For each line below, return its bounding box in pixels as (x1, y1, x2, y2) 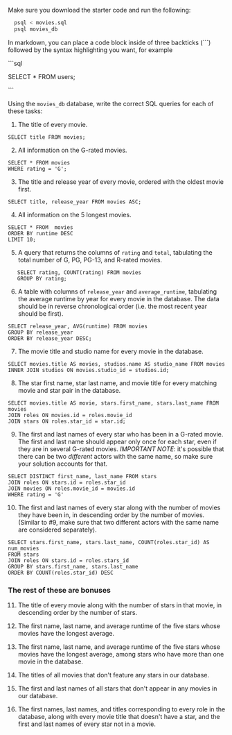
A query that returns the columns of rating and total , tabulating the (17, 248, 213, 256)
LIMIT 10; (8, 236, 37, 243)
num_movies (8, 545, 39, 552)
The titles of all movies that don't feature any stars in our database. (17, 671, 210, 679)
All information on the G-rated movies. (17, 146, 127, 154)
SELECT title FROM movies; (8, 133, 86, 141)
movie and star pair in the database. (17, 386, 121, 394)
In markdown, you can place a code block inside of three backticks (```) (8, 38, 211, 47)
